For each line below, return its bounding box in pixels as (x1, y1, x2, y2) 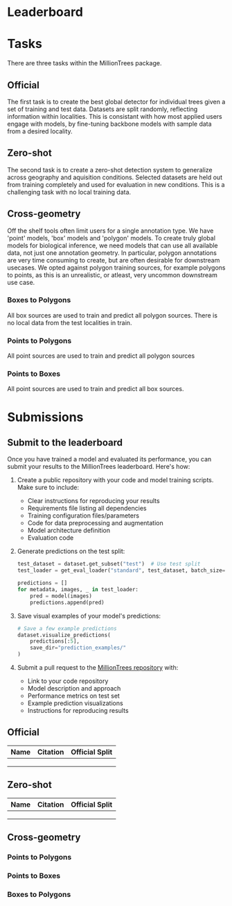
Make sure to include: (17, 484, 80, 492)
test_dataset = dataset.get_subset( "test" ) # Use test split (17, 561, 201, 568)
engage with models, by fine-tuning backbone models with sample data (7, 120, 213, 128)
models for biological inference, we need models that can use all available (7, 241, 218, 249)
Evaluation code (27, 534, 74, 542)
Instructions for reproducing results (27, 707, 130, 715)
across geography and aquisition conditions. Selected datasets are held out (7, 173, 223, 181)
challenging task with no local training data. (7, 188, 132, 196)
